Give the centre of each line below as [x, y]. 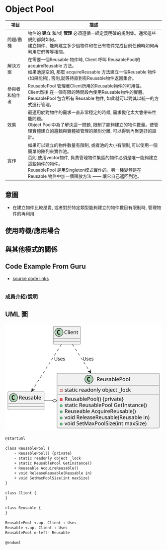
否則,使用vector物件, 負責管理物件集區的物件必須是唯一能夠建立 [93, 157]
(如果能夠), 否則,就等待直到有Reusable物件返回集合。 [82, 78]
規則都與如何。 [43, 39]
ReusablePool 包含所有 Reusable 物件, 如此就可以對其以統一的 [91, 98]
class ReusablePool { [28, 448]
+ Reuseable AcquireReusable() [46, 468]
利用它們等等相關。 [48, 52]
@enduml [13, 543]
